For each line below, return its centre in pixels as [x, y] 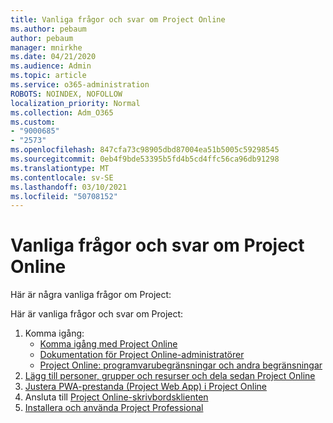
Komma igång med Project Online [108, 344]
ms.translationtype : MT [60, 168]
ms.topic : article [48, 76]
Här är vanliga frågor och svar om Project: [97, 314]
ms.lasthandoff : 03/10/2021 [69, 187]
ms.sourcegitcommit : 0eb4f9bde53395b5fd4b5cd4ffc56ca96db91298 [145, 159]
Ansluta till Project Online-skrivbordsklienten [116, 397]
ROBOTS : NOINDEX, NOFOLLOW [66, 94]
